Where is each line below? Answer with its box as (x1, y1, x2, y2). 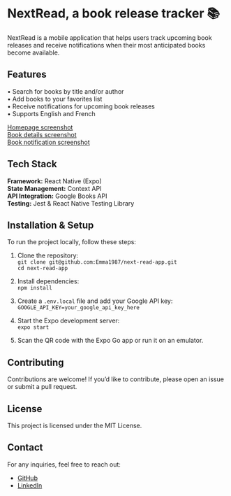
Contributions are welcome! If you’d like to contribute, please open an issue (7, 375, 225, 383)
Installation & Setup (7, 219, 94, 231)
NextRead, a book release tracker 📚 (7, 6, 221, 22)
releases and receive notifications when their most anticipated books (7, 41, 206, 49)
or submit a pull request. (7, 383, 77, 391)
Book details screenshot (7, 130, 77, 139)
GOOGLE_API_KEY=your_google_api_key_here (17, 304, 140, 311)
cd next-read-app (17, 265, 68, 272)
